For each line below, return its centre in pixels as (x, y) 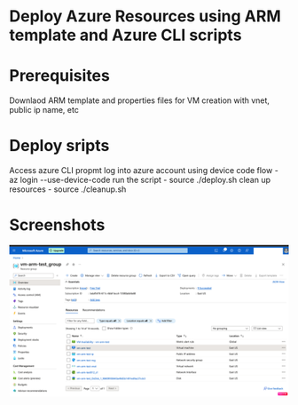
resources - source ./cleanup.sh (68, 189)
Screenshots (57, 225)
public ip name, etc (44, 110)
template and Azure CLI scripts (125, 35)
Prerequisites (60, 76)
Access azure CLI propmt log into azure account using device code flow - (144, 171)
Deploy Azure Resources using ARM (145, 16)
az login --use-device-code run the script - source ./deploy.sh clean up (140, 180)
